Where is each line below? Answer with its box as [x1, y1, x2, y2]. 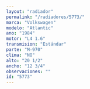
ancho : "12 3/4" [6, 63, 46, 69]
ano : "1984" [6, 30, 35, 36]
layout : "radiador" [6, 8, 54, 15]
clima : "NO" [6, 52, 35, 58]
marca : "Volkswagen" [6, 19, 57, 25]
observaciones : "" [6, 69, 51, 74]
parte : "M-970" [6, 47, 43, 53]
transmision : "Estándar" [6, 42, 67, 47]
